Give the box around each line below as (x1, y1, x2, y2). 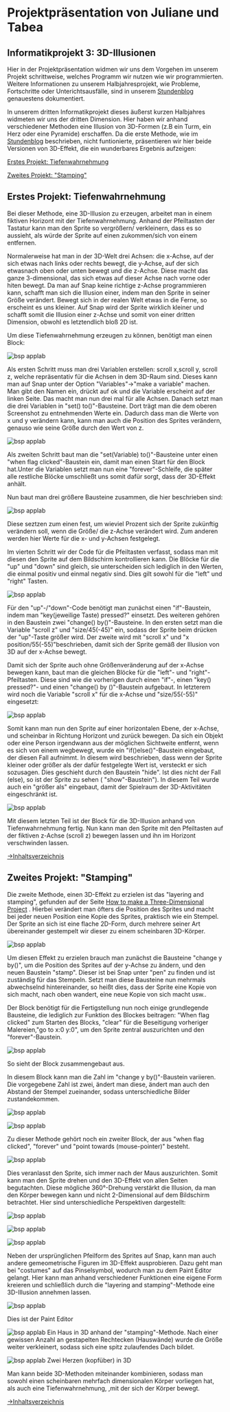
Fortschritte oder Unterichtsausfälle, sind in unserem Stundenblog (7, 87, 194, 95)
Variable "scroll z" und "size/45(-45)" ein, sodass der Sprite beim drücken (7, 625, 218, 634)
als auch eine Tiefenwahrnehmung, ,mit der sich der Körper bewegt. (7, 1384, 200, 1392)
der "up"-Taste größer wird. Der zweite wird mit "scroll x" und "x (7, 632, 189, 641)
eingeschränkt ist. (7, 790, 58, 798)
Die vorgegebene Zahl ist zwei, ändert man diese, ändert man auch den (7, 1080, 209, 1088)
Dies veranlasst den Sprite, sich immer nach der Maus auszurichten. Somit (7, 1169, 218, 1177)
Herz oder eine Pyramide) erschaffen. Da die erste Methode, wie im (7, 129, 198, 138)
